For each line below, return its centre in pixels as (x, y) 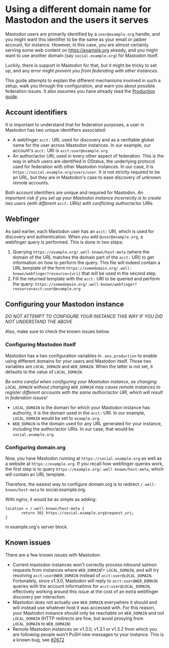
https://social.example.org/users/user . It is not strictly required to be (86, 172)
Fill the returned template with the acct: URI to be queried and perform (86, 278)
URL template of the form (39, 268)
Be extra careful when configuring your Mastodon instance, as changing (81, 381)
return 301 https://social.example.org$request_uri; (78, 513)
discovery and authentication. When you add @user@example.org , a (74, 236)
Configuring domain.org (35, 447)
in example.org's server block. (37, 527)
